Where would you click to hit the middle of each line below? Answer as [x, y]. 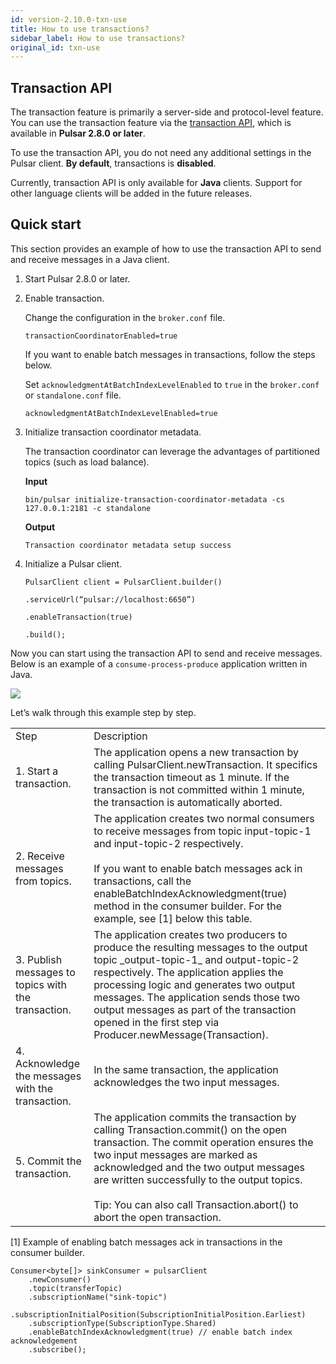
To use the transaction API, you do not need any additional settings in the [161, 153]
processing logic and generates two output [194, 984]
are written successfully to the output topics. [198, 1179]
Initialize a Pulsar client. [73, 563]
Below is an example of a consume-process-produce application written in [159, 663]
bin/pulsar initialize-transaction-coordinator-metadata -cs [155, 499]
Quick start [46, 224]
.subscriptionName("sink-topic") [98, 1297]
